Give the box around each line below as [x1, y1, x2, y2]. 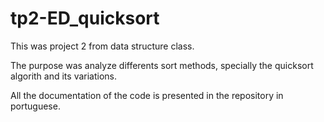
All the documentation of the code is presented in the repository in [10, 89, 284, 101]
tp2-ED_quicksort [10, 7, 160, 30]
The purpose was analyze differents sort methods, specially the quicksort [10, 59, 314, 71]
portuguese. [10, 100, 61, 112]
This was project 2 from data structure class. [10, 40, 195, 52]
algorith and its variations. [10, 70, 118, 82]
